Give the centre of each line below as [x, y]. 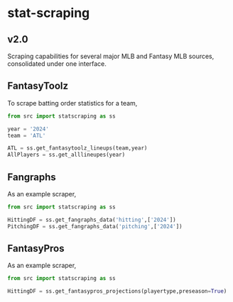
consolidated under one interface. [57, 64]
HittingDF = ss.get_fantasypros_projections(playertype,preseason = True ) [117, 291]
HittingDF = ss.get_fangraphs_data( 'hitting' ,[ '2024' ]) [92, 220]
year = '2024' [28, 129]
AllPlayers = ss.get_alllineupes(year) [66, 155]
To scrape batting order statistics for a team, [72, 103]
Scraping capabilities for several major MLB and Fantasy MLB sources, [111, 56]
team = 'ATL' [27, 135]
